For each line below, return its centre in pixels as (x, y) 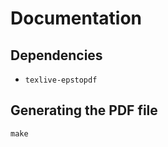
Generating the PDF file (84, 110)
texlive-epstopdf (61, 80)
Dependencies (56, 55)
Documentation (76, 18)
